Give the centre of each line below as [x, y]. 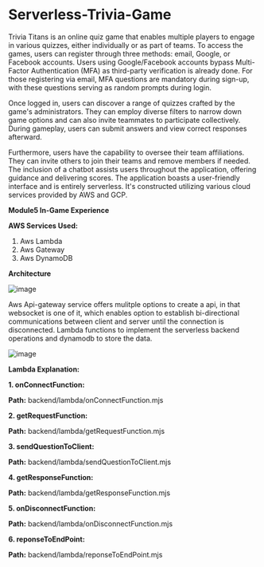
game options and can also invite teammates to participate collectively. [124, 120]
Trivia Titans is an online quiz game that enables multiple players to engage [132, 37]
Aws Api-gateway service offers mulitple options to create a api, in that [124, 304]
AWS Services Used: [43, 226]
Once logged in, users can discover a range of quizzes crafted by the [122, 103]
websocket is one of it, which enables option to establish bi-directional [124, 313]
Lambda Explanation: [44, 369]
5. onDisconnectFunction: [52, 508]
